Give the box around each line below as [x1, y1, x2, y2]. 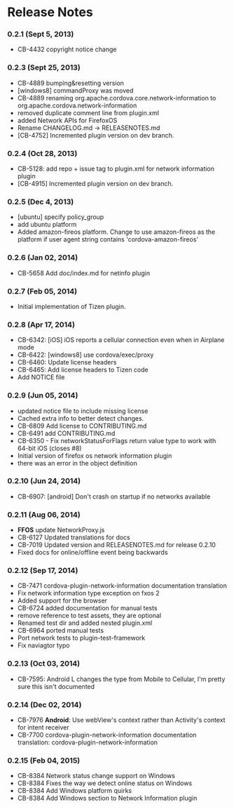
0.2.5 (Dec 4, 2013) [7, 197, 74, 206]
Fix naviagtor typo [17, 641, 70, 650]
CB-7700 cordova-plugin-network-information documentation [17, 731, 197, 739]
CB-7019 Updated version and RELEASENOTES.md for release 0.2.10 [17, 541, 216, 549]
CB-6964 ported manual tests [17, 626, 104, 635]
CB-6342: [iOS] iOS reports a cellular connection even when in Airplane [17, 336, 225, 344]
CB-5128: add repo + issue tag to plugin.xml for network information [17, 164, 215, 173]
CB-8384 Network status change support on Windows [17, 772, 175, 780]
